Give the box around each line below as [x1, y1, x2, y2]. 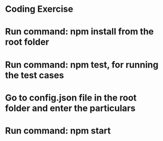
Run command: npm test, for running [5, 59, 159, 70]
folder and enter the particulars [5, 103, 136, 114]
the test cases [5, 70, 64, 81]
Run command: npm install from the [5, 26, 154, 37]
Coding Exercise [5, 3, 74, 15]
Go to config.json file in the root [5, 92, 137, 103]
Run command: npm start [5, 125, 111, 136]
